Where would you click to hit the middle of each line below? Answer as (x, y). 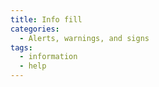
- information (48, 57)
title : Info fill (46, 19)
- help (33, 66)
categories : (35, 29)
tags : (21, 47)
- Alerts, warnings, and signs (84, 38)
